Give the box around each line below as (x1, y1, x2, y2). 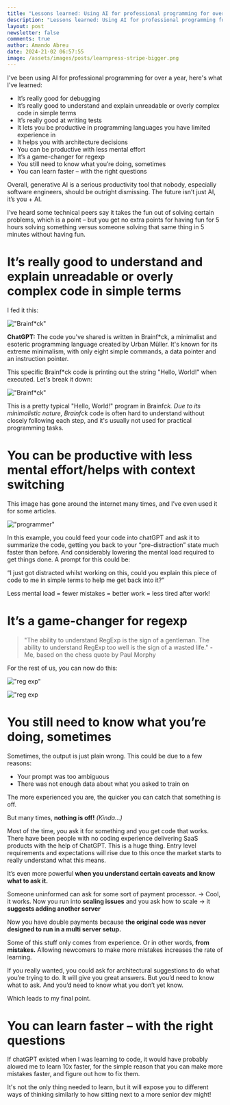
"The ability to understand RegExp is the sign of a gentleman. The (23, 636, 210, 644)
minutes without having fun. (7, 230, 86, 238)
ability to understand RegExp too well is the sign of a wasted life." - (23, 643, 214, 651)
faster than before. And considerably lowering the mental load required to (7, 548, 214, 556)
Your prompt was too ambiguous (16, 772, 110, 780)
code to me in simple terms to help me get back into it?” (7, 576, 165, 584)
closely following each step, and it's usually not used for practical (7, 416, 192, 424)
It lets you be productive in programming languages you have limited (16, 123, 211, 131)
